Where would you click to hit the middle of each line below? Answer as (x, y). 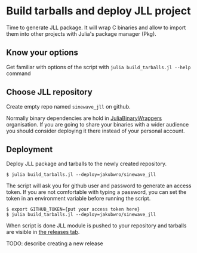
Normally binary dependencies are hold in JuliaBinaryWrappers (84, 118)
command (19, 73)
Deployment (30, 149)
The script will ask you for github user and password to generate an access (99, 186)
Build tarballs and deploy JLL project (98, 11)
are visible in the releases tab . (43, 232)
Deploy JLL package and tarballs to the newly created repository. (87, 164)
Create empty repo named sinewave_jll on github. (68, 106)
